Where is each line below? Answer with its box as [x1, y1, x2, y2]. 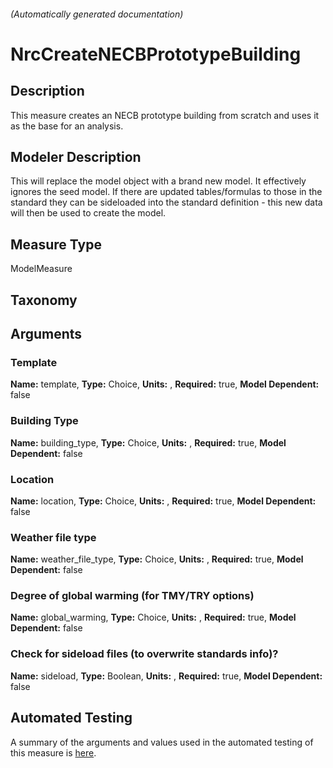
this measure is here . [10, 746, 97, 759]
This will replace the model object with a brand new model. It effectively [10, 175, 307, 187]
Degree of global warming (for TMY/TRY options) [10, 589, 255, 603]
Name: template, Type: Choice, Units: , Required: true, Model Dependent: [10, 378, 320, 390]
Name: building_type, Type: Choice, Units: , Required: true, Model [10, 436, 287, 449]
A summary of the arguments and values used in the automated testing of [10, 736, 314, 748]
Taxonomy [10, 291, 78, 309]
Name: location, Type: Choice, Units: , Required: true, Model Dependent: [10, 495, 317, 507]
